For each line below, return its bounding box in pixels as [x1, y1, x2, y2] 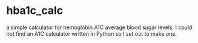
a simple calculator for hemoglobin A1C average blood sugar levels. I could [6, 24, 193, 31]
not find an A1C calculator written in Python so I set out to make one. [6, 30, 177, 37]
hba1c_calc [6, 4, 64, 18]
